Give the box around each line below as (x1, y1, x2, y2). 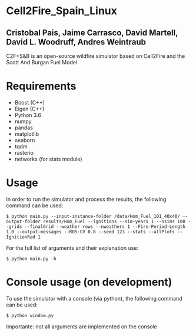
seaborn (14, 136, 35, 143)
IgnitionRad (6, 234, 35, 240)
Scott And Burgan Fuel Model (6, 59, 78, 66)
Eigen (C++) (14, 105, 45, 112)
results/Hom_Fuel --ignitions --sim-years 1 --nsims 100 (43, 218, 185, 224)
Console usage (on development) (6, 276, 172, 289)
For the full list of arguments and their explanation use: (6, 244, 139, 252)
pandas (14, 124, 34, 131)
